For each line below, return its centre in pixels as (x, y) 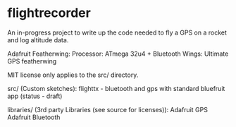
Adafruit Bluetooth (34, 117)
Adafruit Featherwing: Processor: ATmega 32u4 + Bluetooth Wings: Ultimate (118, 54)
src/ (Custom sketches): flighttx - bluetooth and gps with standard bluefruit (116, 88)
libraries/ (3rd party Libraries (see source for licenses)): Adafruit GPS (107, 109)
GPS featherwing (32, 61)
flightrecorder (49, 13)
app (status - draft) (35, 96)
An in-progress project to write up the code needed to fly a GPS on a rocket (117, 32)
